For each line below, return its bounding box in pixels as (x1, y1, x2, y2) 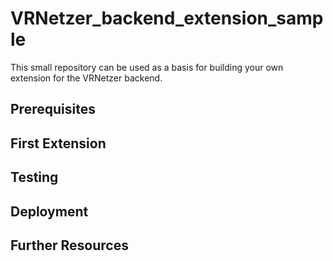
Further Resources (10, 237, 129, 254)
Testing (10, 169, 59, 186)
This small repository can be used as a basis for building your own (10, 61, 284, 73)
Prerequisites (10, 101, 96, 118)
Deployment (10, 203, 89, 220)
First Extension (10, 135, 107, 152)
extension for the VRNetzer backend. (10, 72, 163, 84)
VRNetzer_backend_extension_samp (10, 7, 324, 30)
